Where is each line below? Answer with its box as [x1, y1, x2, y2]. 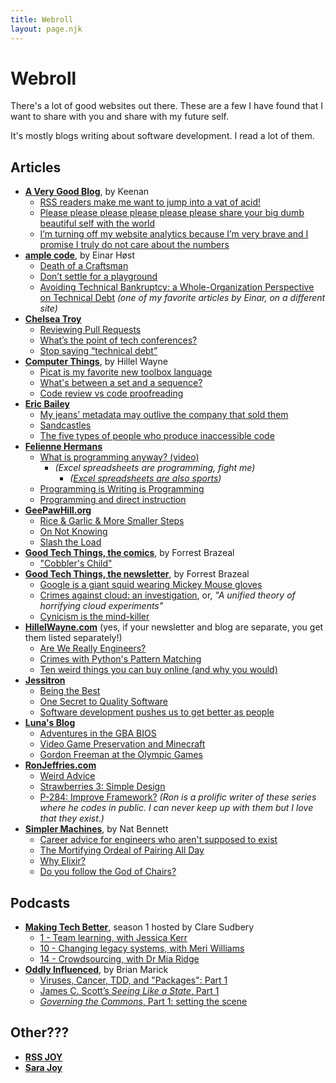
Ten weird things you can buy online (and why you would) [39, 664, 278, 676]
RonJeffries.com [24, 759, 97, 771]
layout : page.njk [10, 24, 83, 34]
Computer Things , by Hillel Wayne [24, 356, 168, 368]
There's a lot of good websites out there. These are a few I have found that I [10, 100, 323, 112]
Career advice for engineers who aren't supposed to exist [39, 834, 278, 846]
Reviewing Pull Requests [39, 324, 142, 336]
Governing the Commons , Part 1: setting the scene [39, 996, 248, 1008]
